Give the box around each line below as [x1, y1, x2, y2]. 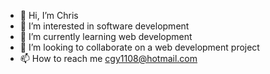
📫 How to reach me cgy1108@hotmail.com [19, 53, 198, 64]
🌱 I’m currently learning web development [19, 31, 193, 42]
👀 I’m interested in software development [19, 20, 190, 32]
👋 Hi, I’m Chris [19, 10, 79, 21]
